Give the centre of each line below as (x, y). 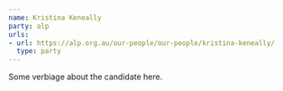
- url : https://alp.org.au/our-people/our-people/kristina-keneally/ (142, 43)
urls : (18, 34)
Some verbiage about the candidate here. (86, 77)
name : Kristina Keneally (55, 18)
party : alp (29, 26)
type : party (39, 51)
